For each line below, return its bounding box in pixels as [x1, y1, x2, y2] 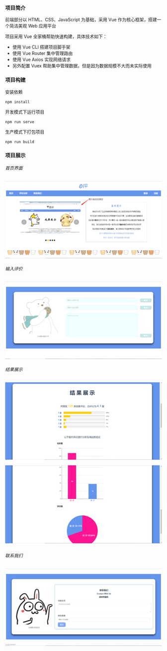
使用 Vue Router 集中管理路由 [12, 50, 73, 56]
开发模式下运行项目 [5, 109, 45, 115]
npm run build [5, 139, 35, 144]
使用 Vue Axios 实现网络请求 [12, 56, 71, 63]
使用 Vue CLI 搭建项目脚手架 [12, 44, 71, 50]
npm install [5, 99, 30, 104]
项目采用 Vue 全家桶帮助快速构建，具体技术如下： [5, 33, 107, 39]
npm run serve [5, 119, 35, 124]
